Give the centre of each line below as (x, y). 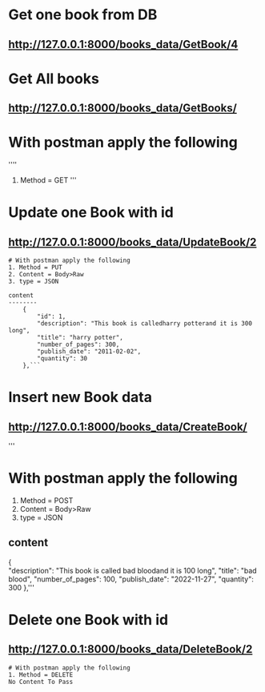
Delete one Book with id (88, 620)
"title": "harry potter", (80, 338)
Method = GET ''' (48, 180)
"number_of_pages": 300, (78, 345)
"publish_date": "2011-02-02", (89, 352)
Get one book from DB (83, 15)
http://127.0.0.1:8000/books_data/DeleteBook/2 (130, 649)
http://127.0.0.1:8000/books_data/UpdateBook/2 (132, 242)
